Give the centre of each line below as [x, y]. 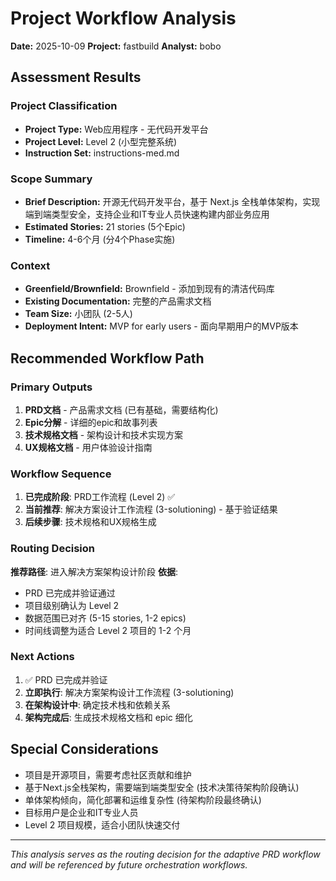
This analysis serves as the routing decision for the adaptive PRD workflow [165, 854]
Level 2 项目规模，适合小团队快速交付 [102, 824]
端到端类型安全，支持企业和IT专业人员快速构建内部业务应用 [147, 214]
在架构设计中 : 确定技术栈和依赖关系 [97, 704]
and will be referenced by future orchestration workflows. [129, 864]
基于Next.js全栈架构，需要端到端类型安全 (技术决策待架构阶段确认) [162, 787]
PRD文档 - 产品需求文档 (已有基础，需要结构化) [121, 409]
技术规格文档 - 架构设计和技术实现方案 [104, 434]
